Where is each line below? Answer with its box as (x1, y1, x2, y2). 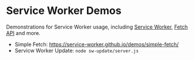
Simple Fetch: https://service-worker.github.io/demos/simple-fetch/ (14, 41, 179, 48)
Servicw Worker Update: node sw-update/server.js (14, 47, 139, 54)
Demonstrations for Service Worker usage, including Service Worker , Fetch (6, 23, 188, 30)
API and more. (6, 29, 41, 36)
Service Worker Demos (6, 4, 122, 17)
